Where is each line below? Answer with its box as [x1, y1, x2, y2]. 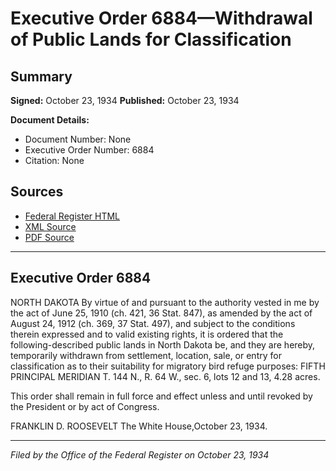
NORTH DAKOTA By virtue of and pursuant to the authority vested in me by [10, 296, 320, 308]
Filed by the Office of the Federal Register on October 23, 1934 [10, 448, 270, 461]
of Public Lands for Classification [10, 28, 292, 51]
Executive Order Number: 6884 [24, 144, 155, 156]
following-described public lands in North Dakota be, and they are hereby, [10, 338, 316, 351]
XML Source [24, 220, 77, 232]
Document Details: [10, 114, 90, 126]
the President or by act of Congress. [10, 400, 160, 412]
